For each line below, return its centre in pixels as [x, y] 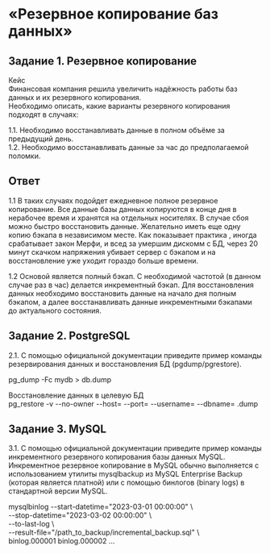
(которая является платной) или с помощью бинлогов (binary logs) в [127, 483]
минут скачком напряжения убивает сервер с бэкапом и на [112, 252]
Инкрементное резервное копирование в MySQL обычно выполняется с [134, 465]
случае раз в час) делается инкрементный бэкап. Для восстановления [131, 285]
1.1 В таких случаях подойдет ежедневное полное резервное [113, 200]
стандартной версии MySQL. [58, 491]
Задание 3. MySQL [58, 429]
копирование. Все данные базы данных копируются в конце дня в [123, 209]
